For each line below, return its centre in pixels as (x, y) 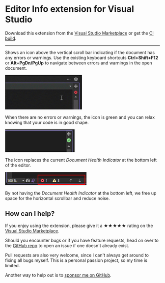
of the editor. (18, 165)
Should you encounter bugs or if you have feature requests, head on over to (82, 240)
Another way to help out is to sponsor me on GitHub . (58, 275)
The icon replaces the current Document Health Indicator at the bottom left (81, 160)
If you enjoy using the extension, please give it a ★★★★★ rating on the (79, 226)
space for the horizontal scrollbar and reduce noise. (57, 198)
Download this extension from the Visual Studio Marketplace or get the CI (79, 33)
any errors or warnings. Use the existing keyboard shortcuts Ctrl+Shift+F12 (82, 57)
